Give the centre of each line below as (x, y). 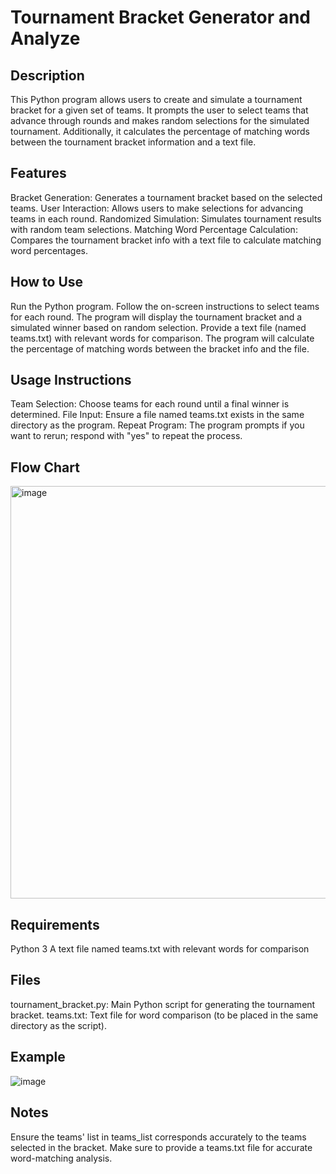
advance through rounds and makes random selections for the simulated (160, 120)
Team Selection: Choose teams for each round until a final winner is (150, 404)
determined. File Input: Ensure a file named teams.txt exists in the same (157, 415)
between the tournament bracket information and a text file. (133, 142)
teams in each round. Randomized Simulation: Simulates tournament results (166, 218)
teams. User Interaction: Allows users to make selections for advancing (157, 208)
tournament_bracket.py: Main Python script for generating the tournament (163, 1004)
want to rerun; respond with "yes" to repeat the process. (126, 436)
